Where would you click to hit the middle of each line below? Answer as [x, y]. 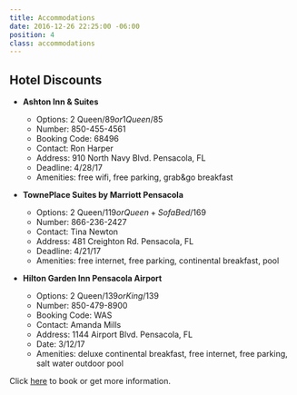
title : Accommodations [52, 18]
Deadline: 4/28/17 [69, 168]
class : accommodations [52, 43]
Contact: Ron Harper [74, 148]
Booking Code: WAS [74, 315]
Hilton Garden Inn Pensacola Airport [92, 279]
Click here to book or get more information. [90, 381]
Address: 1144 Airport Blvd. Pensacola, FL [114, 335]
